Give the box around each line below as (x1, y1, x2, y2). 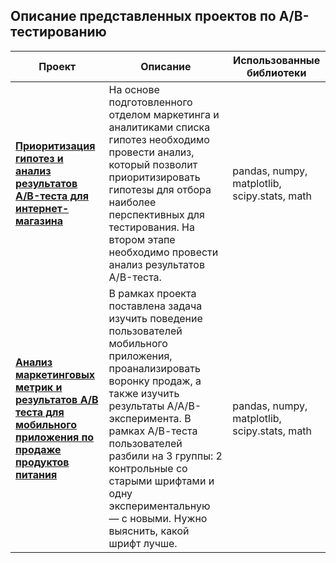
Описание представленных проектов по (10, 8, 277, 25)
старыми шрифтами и (108, 474, 215, 488)
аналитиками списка (108, 120, 211, 134)
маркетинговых (15, 367, 96, 381)
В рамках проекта (108, 286, 197, 300)
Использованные (232, 53, 321, 67)
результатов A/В (15, 392, 99, 406)
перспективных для (108, 207, 205, 221)
